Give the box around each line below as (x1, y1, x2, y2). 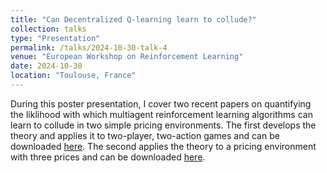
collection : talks (10, 24, 87, 34)
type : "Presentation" (10, 33, 101, 43)
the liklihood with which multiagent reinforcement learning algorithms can (10, 108, 313, 120)
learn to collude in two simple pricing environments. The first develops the (10, 119, 317, 131)
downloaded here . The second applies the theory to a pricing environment (10, 140, 317, 152)
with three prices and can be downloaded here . (10, 151, 206, 163)
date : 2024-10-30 (10, 61, 83, 71)
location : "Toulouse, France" (10, 71, 137, 81)
